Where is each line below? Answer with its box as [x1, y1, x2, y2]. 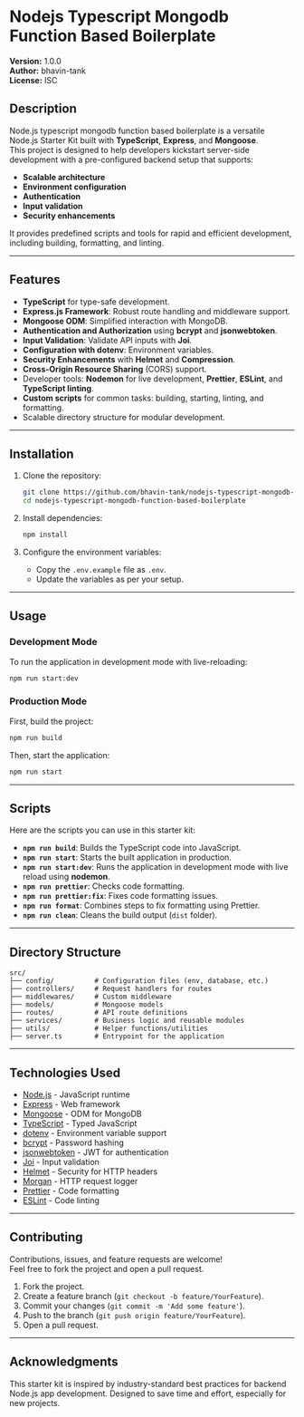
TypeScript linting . [22, 382, 94, 393]
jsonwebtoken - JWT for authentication [22, 1147, 169, 1158]
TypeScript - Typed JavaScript [22, 1118, 138, 1129]
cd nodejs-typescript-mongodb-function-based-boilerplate [22, 496, 246, 506]
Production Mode [9, 695, 88, 708]
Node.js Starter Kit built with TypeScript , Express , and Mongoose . [9, 134, 259, 146]
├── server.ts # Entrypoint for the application [9, 1032, 224, 1041]
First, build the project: [9, 716, 94, 727]
